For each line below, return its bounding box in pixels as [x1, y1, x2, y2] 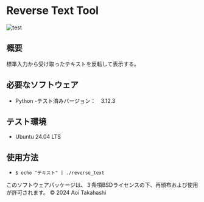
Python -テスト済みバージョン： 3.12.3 [15, 97, 116, 104]
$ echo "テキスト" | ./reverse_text [15, 170, 105, 176]
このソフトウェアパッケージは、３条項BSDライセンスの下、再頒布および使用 [6, 181, 199, 189]
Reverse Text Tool [6, 4, 99, 18]
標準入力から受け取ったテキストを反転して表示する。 [6, 60, 140, 68]
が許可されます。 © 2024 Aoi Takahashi [6, 189, 107, 197]
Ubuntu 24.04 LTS [15, 133, 62, 141]
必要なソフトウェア [6, 80, 79, 90]
